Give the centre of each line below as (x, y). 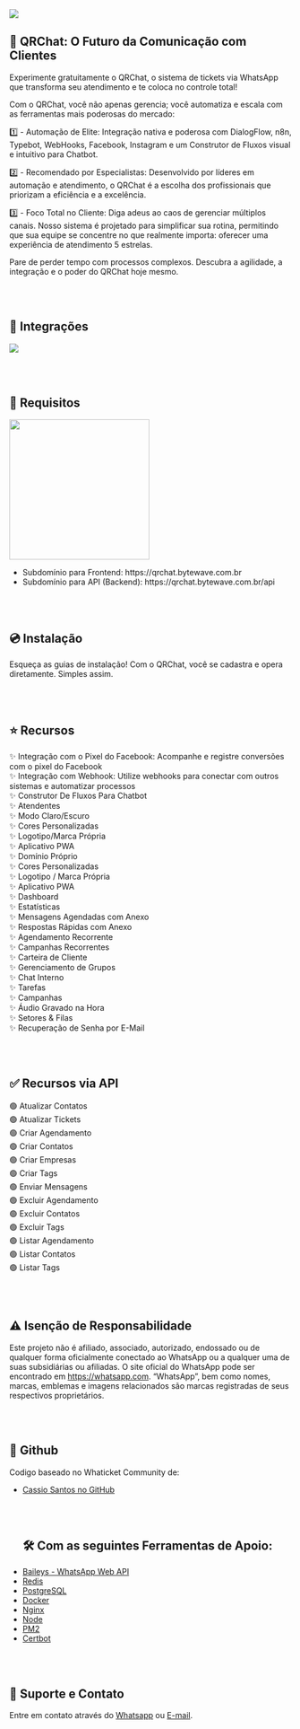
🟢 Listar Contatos (43, 1254)
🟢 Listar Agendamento (51, 1240)
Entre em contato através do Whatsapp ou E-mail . (101, 1716)
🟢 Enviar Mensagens (48, 1186)
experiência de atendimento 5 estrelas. (81, 244)
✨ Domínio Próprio (43, 856)
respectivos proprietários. (57, 1395)
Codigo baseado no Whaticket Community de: (94, 1472)
